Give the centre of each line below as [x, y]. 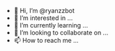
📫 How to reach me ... [46, 40]
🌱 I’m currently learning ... [51, 25]
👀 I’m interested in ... [43, 18]
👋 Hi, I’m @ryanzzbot [44, 11]
